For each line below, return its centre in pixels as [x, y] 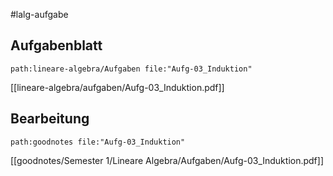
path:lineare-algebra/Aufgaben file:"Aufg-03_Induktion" [131, 69]
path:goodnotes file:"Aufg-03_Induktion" [98, 142]
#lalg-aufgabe [39, 14]
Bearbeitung [50, 119]
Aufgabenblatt [56, 45]
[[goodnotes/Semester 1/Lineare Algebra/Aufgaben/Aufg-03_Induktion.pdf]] [167, 160]
